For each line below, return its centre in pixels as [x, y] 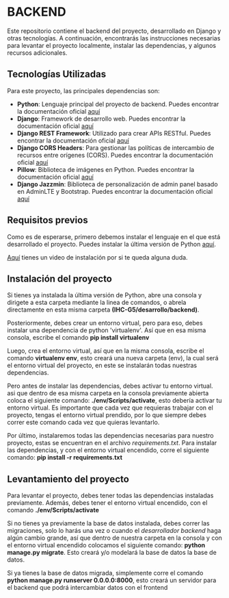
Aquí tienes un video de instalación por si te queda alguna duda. [97, 257]
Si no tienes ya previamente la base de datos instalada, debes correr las [108, 523]
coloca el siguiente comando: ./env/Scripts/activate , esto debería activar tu [114, 401]
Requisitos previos [48, 220]
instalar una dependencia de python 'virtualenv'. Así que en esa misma [107, 330]
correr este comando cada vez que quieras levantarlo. [83, 423]
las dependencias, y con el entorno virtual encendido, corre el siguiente [108, 450]
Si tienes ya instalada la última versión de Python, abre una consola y [105, 295]
